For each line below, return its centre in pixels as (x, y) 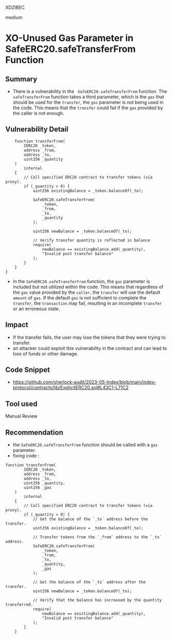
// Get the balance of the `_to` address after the (89, 582)
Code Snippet (28, 370)
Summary (21, 79)
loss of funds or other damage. (45, 353)
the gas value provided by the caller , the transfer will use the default (87, 292)
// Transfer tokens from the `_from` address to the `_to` (97, 537)
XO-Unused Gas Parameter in (69, 38)
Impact (17, 325)
